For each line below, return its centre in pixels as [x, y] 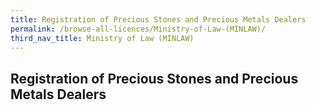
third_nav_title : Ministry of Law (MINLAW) [102, 38]
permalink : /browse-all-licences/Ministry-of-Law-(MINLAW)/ [138, 29]
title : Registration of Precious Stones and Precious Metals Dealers [158, 19]
